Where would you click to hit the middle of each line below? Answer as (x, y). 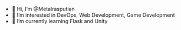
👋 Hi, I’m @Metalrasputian (43, 9)
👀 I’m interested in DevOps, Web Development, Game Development (93, 15)
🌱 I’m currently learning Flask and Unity (60, 21)
